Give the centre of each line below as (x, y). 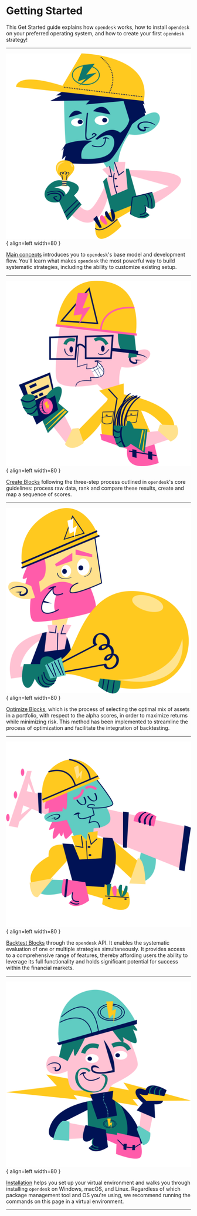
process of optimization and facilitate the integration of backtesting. (88, 727)
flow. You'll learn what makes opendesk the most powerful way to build (91, 261)
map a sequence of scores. (39, 494)
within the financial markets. (40, 968)
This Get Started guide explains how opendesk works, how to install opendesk (98, 27)
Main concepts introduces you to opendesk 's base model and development (96, 254)
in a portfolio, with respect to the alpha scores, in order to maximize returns (97, 715)
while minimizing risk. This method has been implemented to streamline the (97, 722)
